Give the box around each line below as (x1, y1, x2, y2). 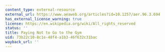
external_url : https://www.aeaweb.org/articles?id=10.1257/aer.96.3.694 (5, 12, 160, 17)
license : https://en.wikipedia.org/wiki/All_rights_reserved (5, 21, 136, 26)
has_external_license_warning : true (5, 16, 82, 21)
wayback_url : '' (5, 40, 39, 45)
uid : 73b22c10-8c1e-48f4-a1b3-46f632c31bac (5, 35, 98, 40)
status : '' (5, 26, 28, 31)
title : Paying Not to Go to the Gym (5, 30, 82, 35)
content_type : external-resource (5, 7, 75, 12)
